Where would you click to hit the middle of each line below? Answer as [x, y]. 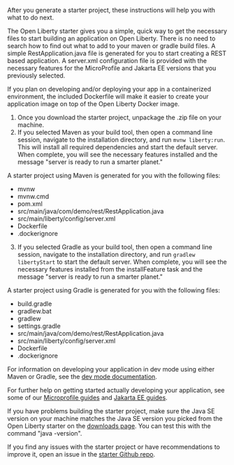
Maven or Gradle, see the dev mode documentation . [82, 377]
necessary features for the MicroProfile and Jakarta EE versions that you [112, 68]
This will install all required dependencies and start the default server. [117, 147]
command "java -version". [45, 433]
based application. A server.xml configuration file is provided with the [107, 61]
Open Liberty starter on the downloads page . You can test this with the [109, 426]
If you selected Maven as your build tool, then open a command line [115, 132]
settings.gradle [39, 326]
